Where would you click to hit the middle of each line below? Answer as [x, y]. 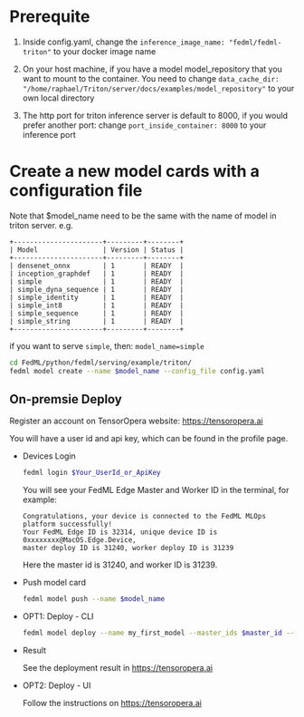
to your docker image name [104, 51]
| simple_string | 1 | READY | [96, 321]
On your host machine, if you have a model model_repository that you [152, 69]
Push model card [54, 583]
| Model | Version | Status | [96, 250]
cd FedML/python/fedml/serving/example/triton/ [101, 363]
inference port [49, 134]
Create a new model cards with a [134, 172]
